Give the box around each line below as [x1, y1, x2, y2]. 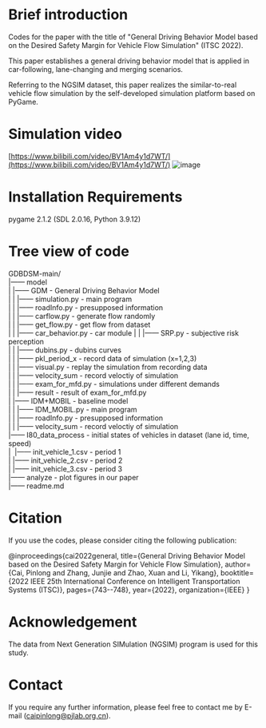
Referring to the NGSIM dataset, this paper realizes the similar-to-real [8, 80, 237, 90]
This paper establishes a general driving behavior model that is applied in [8, 56, 250, 66]
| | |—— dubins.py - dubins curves [8, 345, 122, 355]
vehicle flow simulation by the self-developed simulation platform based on [8, 88, 256, 97]
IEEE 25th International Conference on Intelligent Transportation [30, 576, 241, 586]
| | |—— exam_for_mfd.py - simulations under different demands [8, 379, 220, 388]
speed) [8, 438, 32, 448]
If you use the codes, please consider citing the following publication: [8, 535, 237, 545]
